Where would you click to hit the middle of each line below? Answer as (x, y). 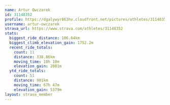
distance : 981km (31, 80)
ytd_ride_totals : (28, 71)
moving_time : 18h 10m (37, 62)
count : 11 (24, 52)
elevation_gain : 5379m (38, 90)
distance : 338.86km (35, 57)
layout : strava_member (29, 94)
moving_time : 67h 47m (37, 85)
